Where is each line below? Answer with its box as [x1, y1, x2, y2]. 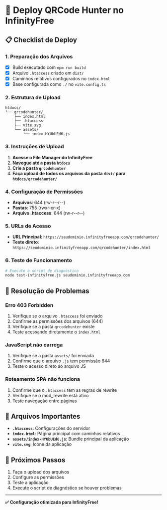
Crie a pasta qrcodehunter [12, 165, 66, 171]
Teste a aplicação [12, 480, 49, 486]
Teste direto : [12, 239, 39, 245]
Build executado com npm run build [12, 64, 86, 70]
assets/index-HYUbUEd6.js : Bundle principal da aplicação [12, 436, 129, 442]
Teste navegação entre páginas [12, 398, 77, 404]
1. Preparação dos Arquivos [5, 53, 73, 60]
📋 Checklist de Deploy [5, 35, 77, 44]
